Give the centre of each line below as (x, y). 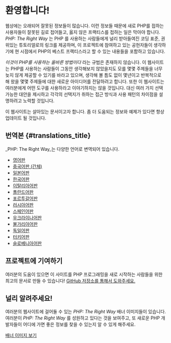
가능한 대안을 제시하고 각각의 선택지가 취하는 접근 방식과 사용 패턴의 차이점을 (82, 94)
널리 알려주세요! (29, 298)
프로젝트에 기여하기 (34, 261)
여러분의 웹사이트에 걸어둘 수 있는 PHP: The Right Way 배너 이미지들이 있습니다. (86, 312)
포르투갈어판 (25, 198)
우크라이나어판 (27, 217)
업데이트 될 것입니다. (26, 118)
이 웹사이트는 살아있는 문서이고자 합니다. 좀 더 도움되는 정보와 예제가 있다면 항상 (85, 111)
